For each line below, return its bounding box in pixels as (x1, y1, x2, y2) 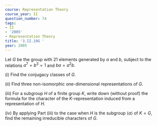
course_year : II (5, 12, 38, 16)
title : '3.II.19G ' (5, 39, 45, 44)
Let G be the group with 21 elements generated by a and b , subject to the (5, 56, 152, 62)
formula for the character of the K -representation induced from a (5, 95, 135, 102)
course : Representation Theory (5, 7, 69, 12)
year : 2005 (5, 43, 27, 48)
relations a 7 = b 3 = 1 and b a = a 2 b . (5, 62, 76, 68)
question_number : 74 (5, 16, 47, 21)
